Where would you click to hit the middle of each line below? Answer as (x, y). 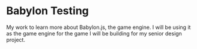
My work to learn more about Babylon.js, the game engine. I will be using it (98, 27)
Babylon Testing (47, 11)
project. (16, 40)
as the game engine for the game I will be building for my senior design (94, 33)
